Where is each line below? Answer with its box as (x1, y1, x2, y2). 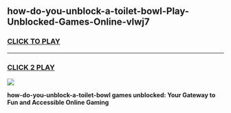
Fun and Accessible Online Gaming (7, 98, 109, 106)
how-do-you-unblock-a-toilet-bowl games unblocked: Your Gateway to (7, 90, 216, 99)
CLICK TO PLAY (7, 37, 60, 47)
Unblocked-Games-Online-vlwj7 (7, 16, 150, 28)
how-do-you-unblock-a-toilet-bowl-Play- (7, 5, 190, 17)
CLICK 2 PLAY (7, 62, 55, 72)
